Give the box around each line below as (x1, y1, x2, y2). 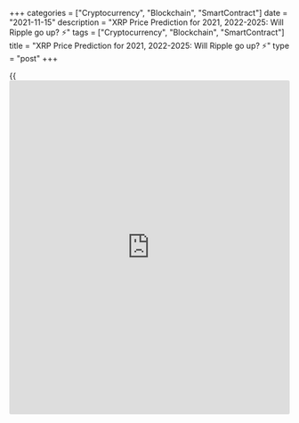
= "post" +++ (9, 53, 58, 63)
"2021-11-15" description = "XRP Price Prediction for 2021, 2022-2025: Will (9, 17, 285, 28)
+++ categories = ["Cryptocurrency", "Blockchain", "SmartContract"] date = (9, 8, 288, 18)
